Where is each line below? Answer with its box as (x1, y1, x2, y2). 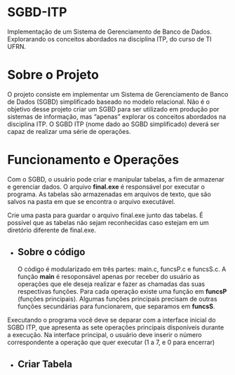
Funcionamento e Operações (7, 152, 180, 168)
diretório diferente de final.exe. (7, 226, 97, 234)
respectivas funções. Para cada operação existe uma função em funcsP (17, 287, 227, 295)
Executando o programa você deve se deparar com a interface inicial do (7, 315, 216, 324)
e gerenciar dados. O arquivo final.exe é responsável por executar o (7, 182, 206, 191)
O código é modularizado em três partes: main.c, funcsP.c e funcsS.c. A (17, 264, 227, 273)
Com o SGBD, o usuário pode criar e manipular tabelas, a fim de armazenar (7, 175, 224, 183)
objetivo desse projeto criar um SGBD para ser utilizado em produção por (7, 104, 220, 113)
